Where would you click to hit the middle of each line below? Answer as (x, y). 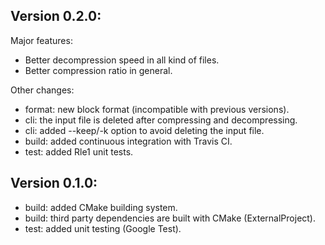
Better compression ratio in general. (98, 70)
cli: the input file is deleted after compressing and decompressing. (161, 120)
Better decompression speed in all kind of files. (122, 60)
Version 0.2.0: (56, 16)
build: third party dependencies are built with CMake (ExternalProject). (170, 218)
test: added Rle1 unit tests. (79, 151)
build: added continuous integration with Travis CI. (128, 141)
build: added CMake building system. (101, 207)
